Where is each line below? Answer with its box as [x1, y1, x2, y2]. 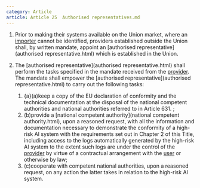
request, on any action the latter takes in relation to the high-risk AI [23, 168, 189, 175]
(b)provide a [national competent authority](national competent [23, 111, 180, 119]
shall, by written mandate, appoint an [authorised [14, 43, 136, 51]
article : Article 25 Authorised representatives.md [6, 14, 140, 20]
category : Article [6, 8, 52, 15]
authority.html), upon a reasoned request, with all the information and [23, 117, 195, 125]
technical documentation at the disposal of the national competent [23, 98, 187, 105]
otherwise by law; [23, 156, 67, 163]
